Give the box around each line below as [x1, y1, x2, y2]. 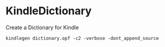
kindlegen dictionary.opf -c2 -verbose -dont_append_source [5, 35, 160, 41]
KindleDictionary [5, 4, 92, 18]
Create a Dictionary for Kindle [5, 24, 79, 31]
